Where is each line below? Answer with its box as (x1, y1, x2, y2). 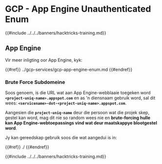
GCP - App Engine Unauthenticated (5, 3, 151, 15)
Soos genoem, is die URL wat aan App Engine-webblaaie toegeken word (5, 90, 151, 96)
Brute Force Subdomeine (5, 79, 65, 85)
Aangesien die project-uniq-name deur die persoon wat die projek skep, (5, 110, 150, 116)
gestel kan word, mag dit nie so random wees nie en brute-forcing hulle (5, 115, 150, 121)
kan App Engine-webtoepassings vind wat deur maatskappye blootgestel (5, 120, 157, 126)
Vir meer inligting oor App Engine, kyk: (5, 57, 82, 63)
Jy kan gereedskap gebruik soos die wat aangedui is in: (5, 135, 117, 141)
